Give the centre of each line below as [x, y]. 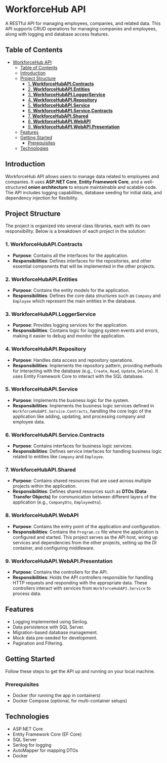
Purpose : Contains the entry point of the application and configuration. [87, 526]
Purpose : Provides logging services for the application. [70, 325]
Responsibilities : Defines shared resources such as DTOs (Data [79, 491]
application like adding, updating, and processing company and [79, 416]
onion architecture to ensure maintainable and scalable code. [93, 187]
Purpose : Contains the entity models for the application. [71, 290]
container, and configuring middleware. [54, 548]
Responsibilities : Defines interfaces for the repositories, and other [82, 261]
